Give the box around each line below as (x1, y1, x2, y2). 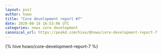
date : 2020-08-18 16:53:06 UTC (5, 21, 69, 26)
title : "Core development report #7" (5, 16, 83, 21)
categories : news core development (5, 26, 78, 30)
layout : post (5, 7, 32, 12)
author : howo (5, 12, 32, 17)
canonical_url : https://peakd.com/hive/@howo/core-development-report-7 (5, 30, 158, 35)
